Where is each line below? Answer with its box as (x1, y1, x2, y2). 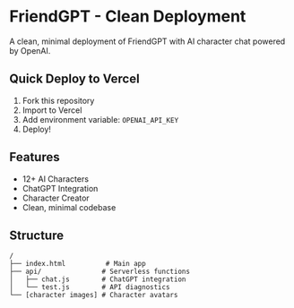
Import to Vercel (22, 105, 82, 115)
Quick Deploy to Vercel (9, 72, 141, 87)
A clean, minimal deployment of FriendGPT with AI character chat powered (9, 36, 286, 47)
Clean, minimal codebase (22, 201, 117, 212)
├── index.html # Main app (9, 260, 146, 269)
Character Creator (22, 192, 90, 203)
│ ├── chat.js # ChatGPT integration (9, 275, 186, 284)
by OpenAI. (9, 45, 51, 56)
